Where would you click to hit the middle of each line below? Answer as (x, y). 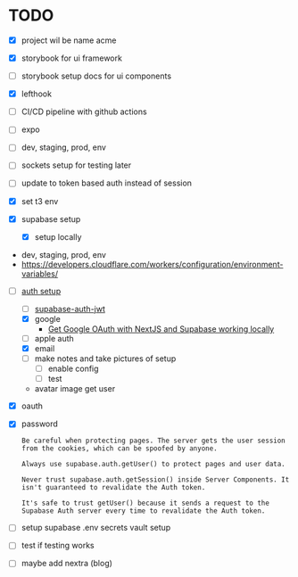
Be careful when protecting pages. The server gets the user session (153, 441)
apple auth (54, 338)
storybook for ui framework (71, 58)
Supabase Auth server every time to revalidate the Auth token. (143, 511)
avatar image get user (75, 389)
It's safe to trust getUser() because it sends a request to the (145, 503)
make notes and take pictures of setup (105, 359)
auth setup (41, 291)
